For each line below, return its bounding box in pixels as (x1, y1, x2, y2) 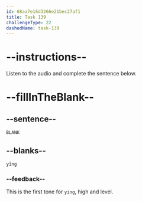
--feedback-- (6, 174, 46, 183)
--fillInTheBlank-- (6, 91, 95, 104)
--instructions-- (6, 51, 87, 64)
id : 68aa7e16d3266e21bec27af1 (6, 8, 81, 15)
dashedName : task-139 (6, 25, 60, 31)
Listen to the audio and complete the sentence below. (6, 70, 137, 77)
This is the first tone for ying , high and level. (6, 188, 114, 195)
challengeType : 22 (6, 19, 51, 25)
